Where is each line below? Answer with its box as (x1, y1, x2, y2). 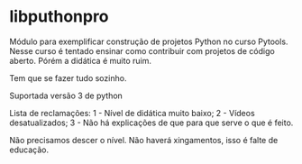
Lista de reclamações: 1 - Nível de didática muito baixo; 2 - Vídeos (9, 107, 255, 118)
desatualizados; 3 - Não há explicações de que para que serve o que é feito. (9, 117, 294, 128)
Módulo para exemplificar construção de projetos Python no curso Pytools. (9, 36, 288, 47)
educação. (9, 144, 50, 155)
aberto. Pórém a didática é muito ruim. (9, 55, 151, 66)
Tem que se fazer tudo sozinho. (9, 72, 127, 83)
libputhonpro (9, 6, 109, 27)
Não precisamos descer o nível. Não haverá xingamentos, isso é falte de (9, 134, 279, 145)
